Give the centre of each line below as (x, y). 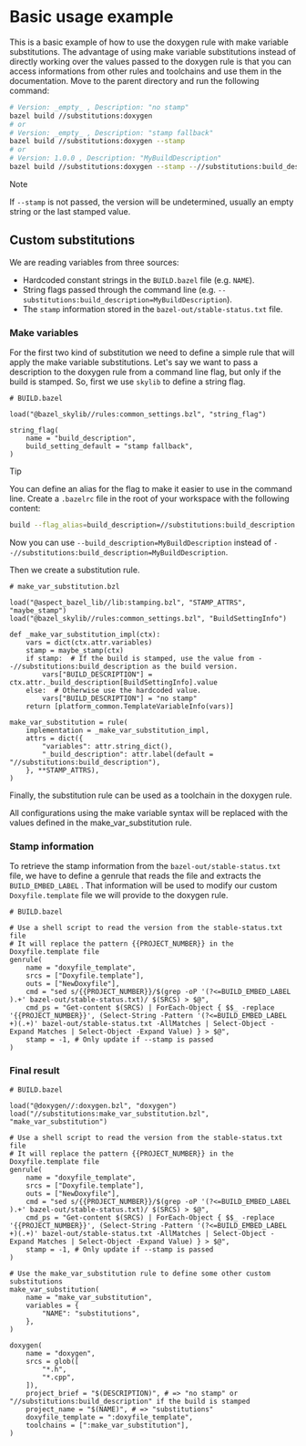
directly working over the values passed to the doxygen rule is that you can (150, 61)
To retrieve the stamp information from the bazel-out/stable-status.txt (145, 866)
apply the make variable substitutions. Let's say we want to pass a (134, 362)
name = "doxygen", (61, 1353)
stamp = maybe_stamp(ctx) (75, 650)
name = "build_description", (81, 439)
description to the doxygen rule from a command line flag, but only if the (145, 372)
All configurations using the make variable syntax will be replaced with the (149, 812)
